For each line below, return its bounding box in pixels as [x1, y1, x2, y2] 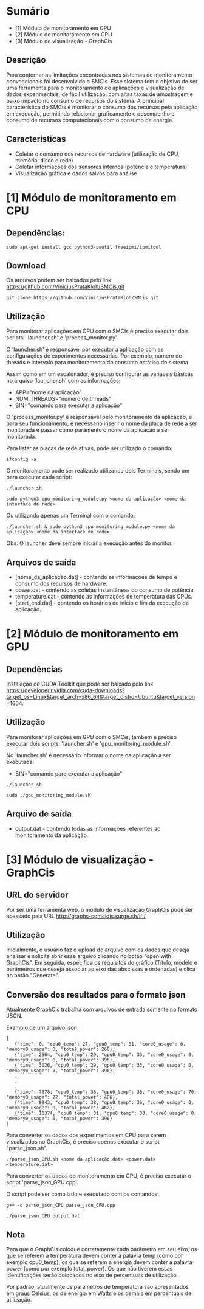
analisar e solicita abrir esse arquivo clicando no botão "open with [6, 953, 172, 960]
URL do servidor [6, 890, 69, 900]
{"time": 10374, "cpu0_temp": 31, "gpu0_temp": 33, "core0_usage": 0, [14, 1110, 197, 1117]
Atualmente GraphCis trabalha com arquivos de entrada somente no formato [6, 1005, 198, 1013]
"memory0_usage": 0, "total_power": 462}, [6, 1105, 115, 1111]
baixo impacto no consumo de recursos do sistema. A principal [6, 97, 165, 104]
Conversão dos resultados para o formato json [6, 990, 186, 1000]
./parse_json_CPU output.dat [6, 1213, 80, 1219]
